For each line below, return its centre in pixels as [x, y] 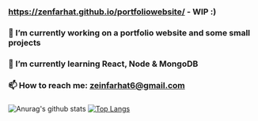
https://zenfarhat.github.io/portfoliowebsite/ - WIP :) [112, 12]
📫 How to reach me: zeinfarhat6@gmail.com [97, 85]
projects [25, 42]
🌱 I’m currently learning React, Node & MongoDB [103, 64]
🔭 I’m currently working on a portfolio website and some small [129, 32]
